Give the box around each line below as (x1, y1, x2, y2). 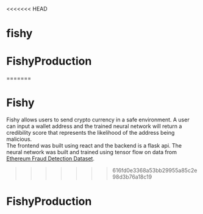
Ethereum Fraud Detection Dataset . (6, 155, 94, 162)
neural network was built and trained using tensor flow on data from (6, 149, 177, 156)
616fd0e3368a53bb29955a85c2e (112, 167, 198, 174)
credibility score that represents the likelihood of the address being (6, 129, 175, 137)
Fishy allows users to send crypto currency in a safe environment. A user (6, 116, 190, 124)
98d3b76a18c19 (112, 173, 152, 180)
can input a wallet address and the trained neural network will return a (6, 123, 182, 130)
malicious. (6, 135, 32, 143)
